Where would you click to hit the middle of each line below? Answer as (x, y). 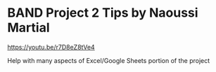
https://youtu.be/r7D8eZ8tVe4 (51, 47)
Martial (28, 28)
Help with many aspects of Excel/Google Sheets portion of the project (109, 60)
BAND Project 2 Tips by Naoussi (103, 13)
